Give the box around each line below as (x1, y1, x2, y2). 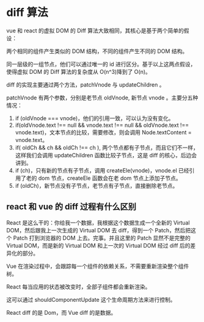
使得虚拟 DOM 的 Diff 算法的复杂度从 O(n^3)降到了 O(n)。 (6, 68, 151, 75)
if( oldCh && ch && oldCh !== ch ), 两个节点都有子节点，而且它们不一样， (15, 144, 199, 151)
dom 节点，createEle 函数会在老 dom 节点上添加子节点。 (38, 174, 181, 182)
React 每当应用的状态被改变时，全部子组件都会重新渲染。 (6, 283, 151, 290)
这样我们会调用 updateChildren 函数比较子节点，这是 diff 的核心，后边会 (15, 151, 197, 159)
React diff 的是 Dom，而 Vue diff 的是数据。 (6, 309, 117, 316)
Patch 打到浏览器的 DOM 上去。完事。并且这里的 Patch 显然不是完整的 (13, 234, 191, 241)
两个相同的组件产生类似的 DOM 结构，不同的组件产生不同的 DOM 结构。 (6, 47, 188, 55)
